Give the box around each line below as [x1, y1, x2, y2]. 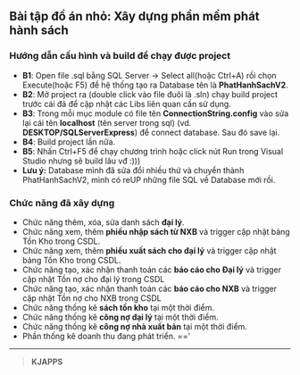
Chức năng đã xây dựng [9, 196, 115, 209]
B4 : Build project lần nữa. [21, 136, 116, 147]
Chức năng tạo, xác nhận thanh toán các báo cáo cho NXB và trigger [21, 283, 278, 294]
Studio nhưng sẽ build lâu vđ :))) [21, 155, 141, 166]
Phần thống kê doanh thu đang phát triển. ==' [21, 330, 191, 341]
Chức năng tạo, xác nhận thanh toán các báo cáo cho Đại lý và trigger [21, 264, 281, 275]
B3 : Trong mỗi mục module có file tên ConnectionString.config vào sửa [21, 108, 289, 119]
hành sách [9, 23, 69, 38]
